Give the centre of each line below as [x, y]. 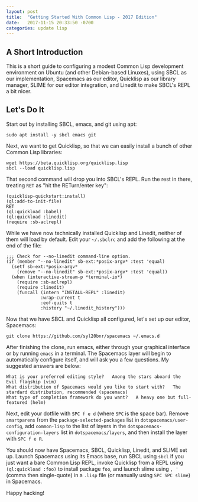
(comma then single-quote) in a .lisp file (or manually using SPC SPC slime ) [98, 475]
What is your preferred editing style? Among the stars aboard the [94, 376]
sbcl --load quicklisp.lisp [41, 168]
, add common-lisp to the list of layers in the [74, 426]
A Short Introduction [45, 52]
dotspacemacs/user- [164, 420]
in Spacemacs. [24, 481]
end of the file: [24, 245]
